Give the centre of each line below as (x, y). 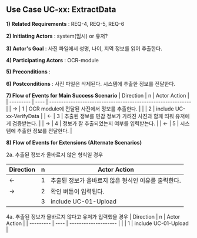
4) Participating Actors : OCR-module (52, 60)
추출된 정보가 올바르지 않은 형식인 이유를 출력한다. (116, 180)
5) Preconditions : (29, 71)
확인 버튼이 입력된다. (78, 192)
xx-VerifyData (23, 116)
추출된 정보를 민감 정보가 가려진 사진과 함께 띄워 (119, 116)
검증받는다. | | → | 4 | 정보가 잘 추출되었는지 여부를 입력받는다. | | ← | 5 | (96, 123)
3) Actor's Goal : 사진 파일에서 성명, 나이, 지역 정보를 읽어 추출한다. (84, 48)
